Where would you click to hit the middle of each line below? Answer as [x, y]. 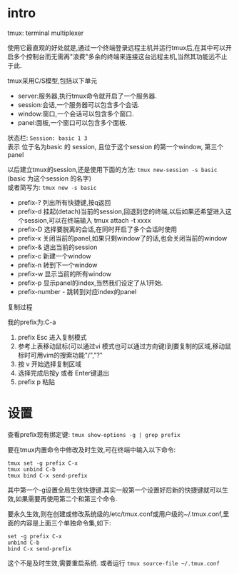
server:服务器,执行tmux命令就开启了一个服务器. [87, 96]
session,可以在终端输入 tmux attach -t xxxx [87, 220]
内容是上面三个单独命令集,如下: [66, 523]
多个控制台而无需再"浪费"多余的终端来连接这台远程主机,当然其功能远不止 [121, 56]
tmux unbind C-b [31, 469]
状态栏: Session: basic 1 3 [47, 138]
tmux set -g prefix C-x [43, 463]
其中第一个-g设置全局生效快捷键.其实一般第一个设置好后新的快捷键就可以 [115, 490]
